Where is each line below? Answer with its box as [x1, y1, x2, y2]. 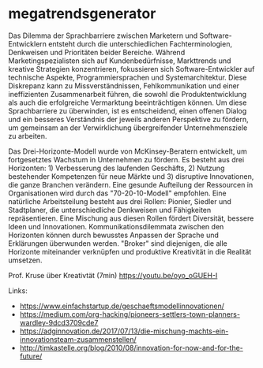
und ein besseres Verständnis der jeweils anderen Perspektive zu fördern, [8, 114, 249, 124]
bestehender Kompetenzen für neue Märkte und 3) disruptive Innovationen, [8, 171, 254, 181]
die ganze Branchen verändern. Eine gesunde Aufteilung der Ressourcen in [8, 180, 254, 189]
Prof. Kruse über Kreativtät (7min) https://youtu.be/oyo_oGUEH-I [8, 270, 218, 280]
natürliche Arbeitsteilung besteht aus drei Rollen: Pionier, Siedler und [8, 196, 231, 206]
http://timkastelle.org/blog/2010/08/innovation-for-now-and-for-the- [19, 343, 243, 352]
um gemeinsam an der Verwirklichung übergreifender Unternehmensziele [8, 123, 248, 132]
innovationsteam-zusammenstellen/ [19, 334, 137, 344]
